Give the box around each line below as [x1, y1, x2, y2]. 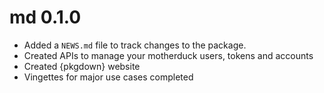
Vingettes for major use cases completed [23, 71, 194, 83]
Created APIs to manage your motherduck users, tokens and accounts [23, 49, 314, 61]
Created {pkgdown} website [23, 60, 141, 72]
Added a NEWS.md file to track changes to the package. [23, 39, 247, 51]
